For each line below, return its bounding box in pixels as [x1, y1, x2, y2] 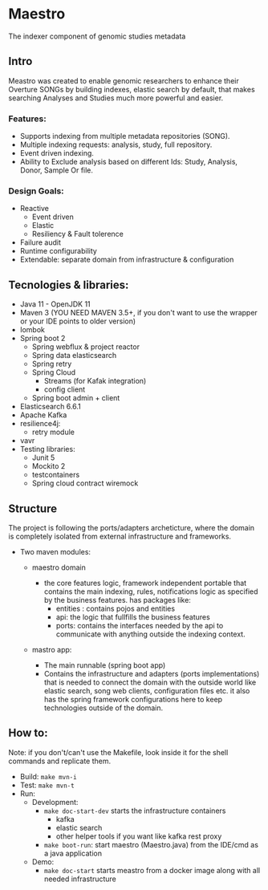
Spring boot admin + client [31, 393, 120, 403]
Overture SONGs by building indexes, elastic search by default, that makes [8, 84, 255, 94]
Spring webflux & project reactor [31, 342, 140, 352]
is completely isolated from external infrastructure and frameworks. [8, 531, 231, 541]
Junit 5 [31, 453, 55, 462]
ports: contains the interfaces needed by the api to [55, 620, 224, 630]
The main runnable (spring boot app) [43, 660, 166, 670]
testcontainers [31, 470, 80, 480]
